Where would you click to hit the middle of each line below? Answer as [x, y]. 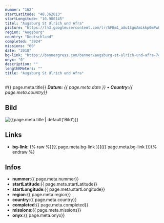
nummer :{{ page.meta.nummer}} [45, 179]
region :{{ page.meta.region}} [41, 195]
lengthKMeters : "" [24, 69]
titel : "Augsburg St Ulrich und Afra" [44, 23]
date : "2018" [18, 50]
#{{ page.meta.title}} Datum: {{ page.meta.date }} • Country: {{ [69, 87]
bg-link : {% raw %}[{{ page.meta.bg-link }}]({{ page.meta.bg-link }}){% [84, 147]
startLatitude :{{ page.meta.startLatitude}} [55, 184]
